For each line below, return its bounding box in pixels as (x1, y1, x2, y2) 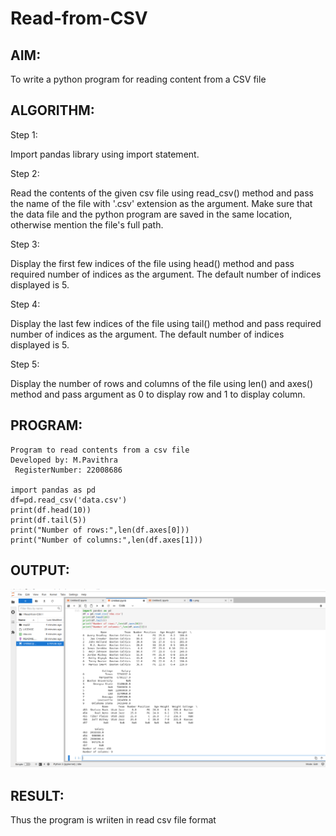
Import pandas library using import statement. (10, 148, 200, 160)
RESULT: (10, 787, 65, 804)
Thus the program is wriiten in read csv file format (10, 814, 217, 826)
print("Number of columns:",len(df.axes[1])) (10, 535, 203, 545)
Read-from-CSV (10, 7, 148, 30)
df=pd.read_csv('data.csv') (10, 495, 128, 505)
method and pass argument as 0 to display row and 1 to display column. (10, 388, 306, 400)
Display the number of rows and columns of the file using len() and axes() (10, 377, 314, 389)
